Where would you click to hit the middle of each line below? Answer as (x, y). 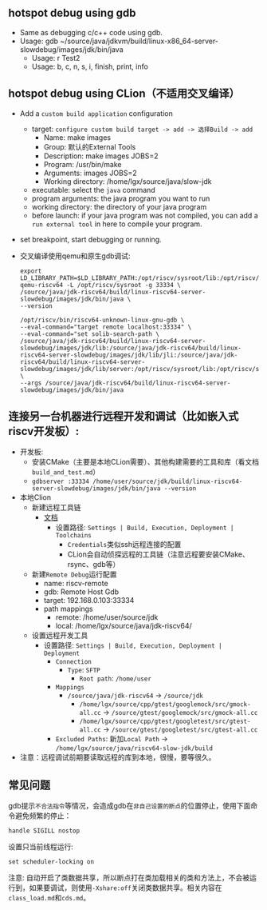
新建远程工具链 (56, 508)
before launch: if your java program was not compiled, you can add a (145, 215)
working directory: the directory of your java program (119, 206)
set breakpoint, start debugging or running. (90, 239)
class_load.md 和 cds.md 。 (49, 898)
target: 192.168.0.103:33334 (89, 601)
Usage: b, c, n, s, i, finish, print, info (90, 66)
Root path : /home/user (115, 678)
